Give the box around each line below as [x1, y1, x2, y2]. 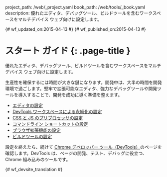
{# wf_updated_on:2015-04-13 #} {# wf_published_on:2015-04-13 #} [5, 26, 146, 32]
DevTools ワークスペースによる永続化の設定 [12, 108, 102, 114]
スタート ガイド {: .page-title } [5, 45, 131, 57]
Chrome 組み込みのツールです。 [5, 156, 71, 162]
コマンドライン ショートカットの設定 [12, 121, 88, 127]
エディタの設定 [12, 102, 43, 108]
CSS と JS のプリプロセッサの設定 [12, 114, 83, 121]
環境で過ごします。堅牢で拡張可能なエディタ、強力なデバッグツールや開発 [5, 86, 158, 91]
